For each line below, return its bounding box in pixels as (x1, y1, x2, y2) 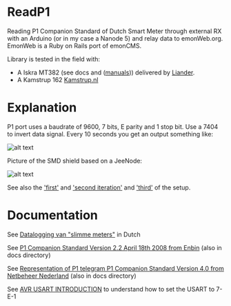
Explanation (7, 100, 77, 116)
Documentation (7, 207, 99, 223)
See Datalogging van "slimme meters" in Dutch (7, 230, 141, 238)
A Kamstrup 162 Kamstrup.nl (17, 75, 99, 83)
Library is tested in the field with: (7, 54, 101, 63)
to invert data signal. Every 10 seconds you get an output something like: (7, 130, 214, 138)
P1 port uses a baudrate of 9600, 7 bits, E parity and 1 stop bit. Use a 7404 (7, 122, 219, 131)
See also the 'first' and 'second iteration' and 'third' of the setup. (7, 183, 191, 192)
